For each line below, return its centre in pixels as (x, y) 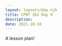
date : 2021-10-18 (23, 24)
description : (19, 19)
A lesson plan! (20, 38)
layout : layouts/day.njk (31, 10)
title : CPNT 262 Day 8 (29, 15)
